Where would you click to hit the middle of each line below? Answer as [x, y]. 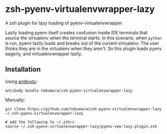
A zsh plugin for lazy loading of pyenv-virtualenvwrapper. [64, 23]
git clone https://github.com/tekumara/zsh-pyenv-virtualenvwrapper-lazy [83, 109]
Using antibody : [21, 81]
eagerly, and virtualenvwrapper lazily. [44, 54]
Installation [23, 69]
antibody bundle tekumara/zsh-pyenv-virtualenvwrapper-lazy [69, 91]
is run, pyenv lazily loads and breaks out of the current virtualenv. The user [82, 43]
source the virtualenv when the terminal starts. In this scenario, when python [83, 38]
